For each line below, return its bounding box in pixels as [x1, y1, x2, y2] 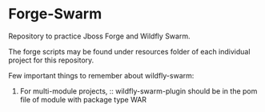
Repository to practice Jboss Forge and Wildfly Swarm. [8, 31, 191, 41]
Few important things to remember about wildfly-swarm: [8, 70, 195, 80]
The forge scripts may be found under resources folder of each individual [8, 46, 251, 56]
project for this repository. [8, 55, 94, 65]
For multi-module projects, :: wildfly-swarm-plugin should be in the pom [19, 86, 258, 96]
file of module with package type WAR [19, 94, 147, 104]
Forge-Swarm [8, 5, 102, 23]
